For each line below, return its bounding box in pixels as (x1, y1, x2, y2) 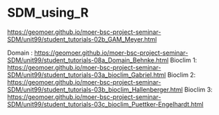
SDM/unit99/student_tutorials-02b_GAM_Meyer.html (7, 35, 157, 43)
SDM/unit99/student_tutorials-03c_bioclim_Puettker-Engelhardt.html (7, 100, 204, 108)
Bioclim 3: (184, 85, 213, 94)
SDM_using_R (7, 5, 89, 21)
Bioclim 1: (170, 55, 197, 64)
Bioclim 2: (167, 71, 196, 79)
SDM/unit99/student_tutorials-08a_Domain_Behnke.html (7, 55, 169, 64)
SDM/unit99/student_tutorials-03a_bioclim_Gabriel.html (7, 71, 166, 79)
